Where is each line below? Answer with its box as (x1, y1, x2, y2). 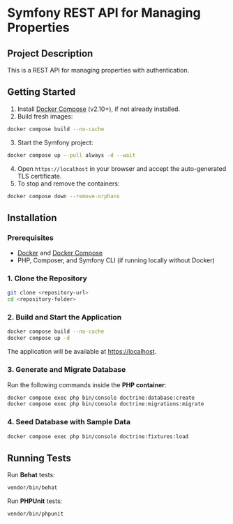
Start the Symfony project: (17, 138, 93, 147)
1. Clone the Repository (7, 274, 87, 283)
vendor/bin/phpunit (7, 511, 64, 518)
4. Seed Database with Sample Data (7, 417, 131, 427)
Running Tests (7, 452, 71, 464)
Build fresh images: (17, 112, 73, 120)
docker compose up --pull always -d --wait (7, 151, 136, 158)
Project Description (7, 47, 93, 59)
